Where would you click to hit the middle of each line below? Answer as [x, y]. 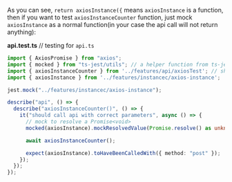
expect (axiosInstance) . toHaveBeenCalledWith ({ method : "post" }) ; [123, 153]
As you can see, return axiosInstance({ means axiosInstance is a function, [115, 10]
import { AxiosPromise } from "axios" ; [65, 58]
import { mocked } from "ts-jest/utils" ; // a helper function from [108, 64]
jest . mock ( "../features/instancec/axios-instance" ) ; [85, 90]
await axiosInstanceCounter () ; [70, 140]
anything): [22, 32]
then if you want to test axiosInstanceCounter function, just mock [100, 17]
